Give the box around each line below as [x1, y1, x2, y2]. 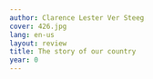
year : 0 [9, 55, 39, 64]
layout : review [9, 38, 67, 48]
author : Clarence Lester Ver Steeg [9, 13, 145, 23]
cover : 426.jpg [9, 22, 67, 31]
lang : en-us [9, 30, 55, 39]
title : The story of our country [9, 47, 137, 56]
